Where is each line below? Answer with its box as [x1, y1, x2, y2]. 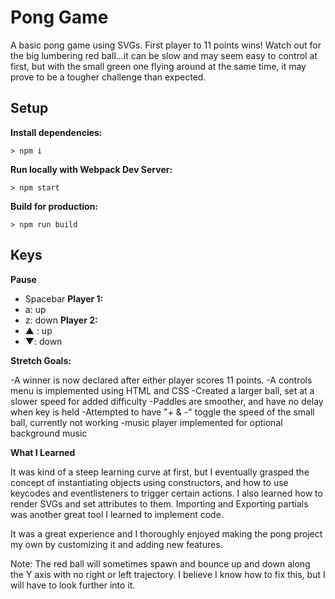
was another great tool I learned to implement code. [10, 508, 224, 520]
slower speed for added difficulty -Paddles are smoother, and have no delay [10, 395, 324, 407]
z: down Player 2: [24, 314, 98, 326]
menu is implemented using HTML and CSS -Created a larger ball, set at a [10, 384, 315, 396]
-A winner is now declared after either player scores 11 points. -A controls [10, 374, 313, 386]
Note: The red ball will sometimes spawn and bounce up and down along [10, 557, 311, 570]
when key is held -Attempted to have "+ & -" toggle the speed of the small [10, 406, 315, 418]
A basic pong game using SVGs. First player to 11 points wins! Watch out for [10, 39, 322, 51]
